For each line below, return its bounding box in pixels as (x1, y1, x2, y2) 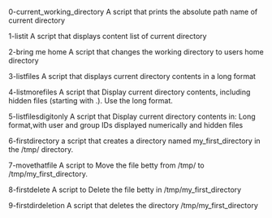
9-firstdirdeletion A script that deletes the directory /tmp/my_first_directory (8, 201, 258, 210)
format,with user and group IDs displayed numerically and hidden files (8, 120, 244, 129)
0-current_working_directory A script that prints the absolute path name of (8, 7, 258, 16)
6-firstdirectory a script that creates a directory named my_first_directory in (8, 136, 261, 146)
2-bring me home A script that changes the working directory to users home (8, 47, 264, 56)
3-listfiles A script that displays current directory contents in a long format (8, 72, 256, 81)
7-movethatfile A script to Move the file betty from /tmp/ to (8, 160, 205, 170)
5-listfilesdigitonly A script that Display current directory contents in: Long (8, 111, 256, 121)
